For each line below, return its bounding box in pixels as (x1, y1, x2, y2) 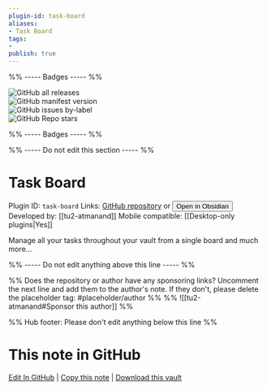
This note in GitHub (8, 346, 141, 364)
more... (8, 244, 32, 253)
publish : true (8, 50, 57, 58)
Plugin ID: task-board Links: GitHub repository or (8, 201, 171, 210)
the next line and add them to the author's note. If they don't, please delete (8, 284, 259, 293)
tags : (8, 34, 27, 43)
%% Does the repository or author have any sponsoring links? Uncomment (8, 275, 259, 285)
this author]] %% (75, 301, 134, 311)
